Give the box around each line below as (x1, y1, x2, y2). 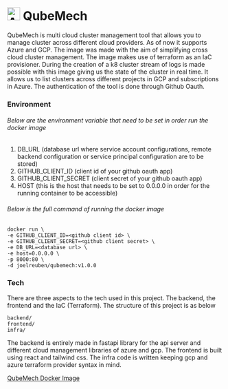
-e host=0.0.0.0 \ (7, 250, 60, 257)
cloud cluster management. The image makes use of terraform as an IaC (7, 52, 212, 61)
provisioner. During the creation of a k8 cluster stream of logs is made (7, 60, 205, 68)
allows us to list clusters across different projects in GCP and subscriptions (7, 74, 219, 83)
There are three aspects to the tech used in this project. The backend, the (7, 293, 216, 302)
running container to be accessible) (16, 189, 118, 198)
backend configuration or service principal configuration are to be (16, 152, 204, 161)
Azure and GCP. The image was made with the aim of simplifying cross (7, 45, 208, 54)
